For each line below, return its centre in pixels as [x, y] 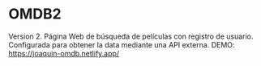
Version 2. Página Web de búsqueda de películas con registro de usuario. [131, 36]
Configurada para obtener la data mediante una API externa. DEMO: [122, 44]
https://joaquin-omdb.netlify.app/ [64, 53]
